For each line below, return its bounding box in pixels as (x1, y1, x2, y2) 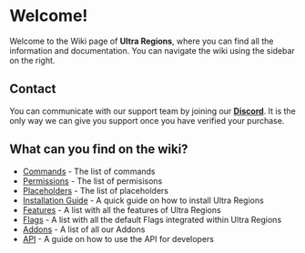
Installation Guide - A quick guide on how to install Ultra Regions (22, 195, 264, 206)
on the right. (9, 55, 56, 66)
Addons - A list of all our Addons (22, 224, 146, 235)
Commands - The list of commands (22, 166, 156, 177)
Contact (9, 81, 56, 96)
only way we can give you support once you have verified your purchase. (9, 115, 285, 126)
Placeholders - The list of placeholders (22, 185, 168, 196)
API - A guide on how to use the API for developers (22, 233, 214, 244)
